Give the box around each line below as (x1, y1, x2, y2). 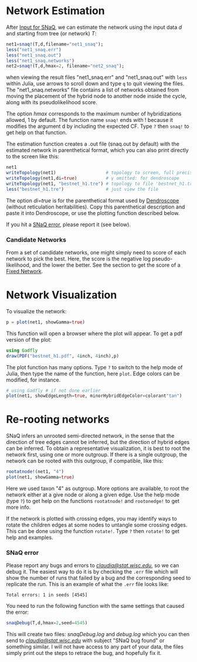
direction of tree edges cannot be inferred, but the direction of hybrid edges (6, 439, 190, 446)
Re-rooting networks (6, 413, 110, 426)
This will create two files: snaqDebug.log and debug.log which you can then (6, 631, 190, 638)
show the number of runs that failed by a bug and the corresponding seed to (6, 574, 191, 581)
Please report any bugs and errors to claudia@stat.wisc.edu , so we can (6, 562, 179, 569)
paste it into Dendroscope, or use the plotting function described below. (6, 209, 180, 216)
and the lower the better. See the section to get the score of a (32, 261, 181, 269)
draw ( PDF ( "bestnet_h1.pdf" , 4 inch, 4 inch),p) (6, 353, 119, 359)
